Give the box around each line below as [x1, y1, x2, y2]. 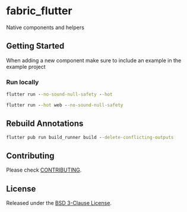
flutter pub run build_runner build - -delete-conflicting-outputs [6, 134, 174, 140]
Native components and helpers [6, 24, 85, 31]
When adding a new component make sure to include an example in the [6, 56, 182, 64]
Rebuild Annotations [6, 119, 84, 129]
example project [6, 63, 46, 70]
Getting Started [6, 41, 65, 51]
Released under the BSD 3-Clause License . [6, 200, 112, 207]
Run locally [6, 78, 39, 86]
